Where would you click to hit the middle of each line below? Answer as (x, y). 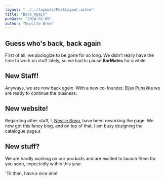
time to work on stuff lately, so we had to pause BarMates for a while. (76, 61)
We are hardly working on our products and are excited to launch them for (81, 158)
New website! (27, 109)
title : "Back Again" (26, 14)
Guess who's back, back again (53, 43)
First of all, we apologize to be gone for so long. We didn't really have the (80, 55)
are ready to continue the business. (41, 93)
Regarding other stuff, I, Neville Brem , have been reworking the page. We (80, 120)
